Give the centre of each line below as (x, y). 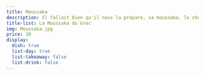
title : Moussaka (27, 12)
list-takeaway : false (39, 57)
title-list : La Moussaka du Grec (49, 23)
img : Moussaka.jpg (30, 29)
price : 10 (19, 34)
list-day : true (31, 51)
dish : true (26, 46)
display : (17, 40)
